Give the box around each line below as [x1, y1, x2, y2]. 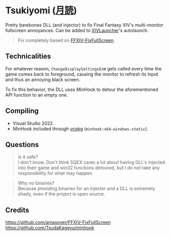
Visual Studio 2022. [12, 120, 55, 126]
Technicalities [5, 52, 51, 61]
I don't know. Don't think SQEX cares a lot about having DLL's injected [17, 159, 165, 166]
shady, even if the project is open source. [17, 191, 105, 197]
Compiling [5, 107, 39, 115]
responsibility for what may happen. [17, 170, 93, 176]
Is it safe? [17, 154, 38, 160]
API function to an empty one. [5, 91, 68, 98]
